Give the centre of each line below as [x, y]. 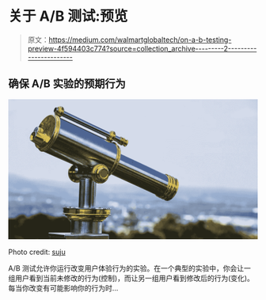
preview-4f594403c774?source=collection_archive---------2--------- [142, 48]
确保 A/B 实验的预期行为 [67, 84]
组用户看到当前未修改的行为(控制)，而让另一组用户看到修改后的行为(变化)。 [131, 278]
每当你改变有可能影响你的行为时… [63, 288]
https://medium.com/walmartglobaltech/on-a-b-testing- [140, 40]
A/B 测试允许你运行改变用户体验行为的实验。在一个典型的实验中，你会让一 [130, 268]
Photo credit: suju [37, 252]
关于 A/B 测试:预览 [68, 16]
